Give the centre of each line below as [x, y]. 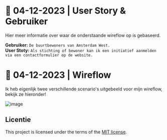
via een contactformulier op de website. [49, 55]
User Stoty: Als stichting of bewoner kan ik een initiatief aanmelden [81, 50]
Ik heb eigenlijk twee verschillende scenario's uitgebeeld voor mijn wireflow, [84, 89]
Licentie [18, 120]
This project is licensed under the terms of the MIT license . [66, 132]
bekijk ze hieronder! [26, 94]
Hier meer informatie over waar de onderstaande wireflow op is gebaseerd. [83, 35]
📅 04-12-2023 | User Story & [66, 11]
